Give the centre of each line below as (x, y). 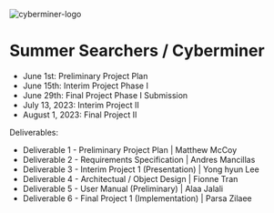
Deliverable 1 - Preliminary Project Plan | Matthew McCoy (130, 149)
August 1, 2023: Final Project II (80, 115)
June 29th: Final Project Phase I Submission (105, 95)
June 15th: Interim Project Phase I (85, 86)
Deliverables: (34, 132)
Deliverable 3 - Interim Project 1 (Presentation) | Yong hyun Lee (141, 169)
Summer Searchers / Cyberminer (137, 51)
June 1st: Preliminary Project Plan (85, 76)
